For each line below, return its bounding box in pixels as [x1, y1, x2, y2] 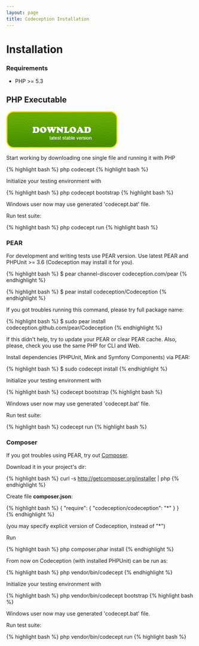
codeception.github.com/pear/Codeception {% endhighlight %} [6, 324, 163, 332]
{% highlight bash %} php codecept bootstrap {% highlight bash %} [6, 189, 174, 196]
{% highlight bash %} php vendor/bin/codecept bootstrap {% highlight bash [6, 592, 194, 599]
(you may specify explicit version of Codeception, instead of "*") [6, 523, 166, 530]
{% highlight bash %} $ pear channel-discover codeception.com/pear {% [6, 270, 188, 278]
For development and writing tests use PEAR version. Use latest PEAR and [6, 252, 189, 260]
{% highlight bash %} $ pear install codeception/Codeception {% [6, 288, 167, 296]
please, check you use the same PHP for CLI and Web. [6, 342, 141, 350]
